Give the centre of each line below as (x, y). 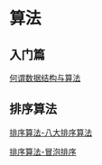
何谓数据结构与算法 (45, 78)
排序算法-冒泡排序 (43, 151)
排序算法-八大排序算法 (51, 133)
